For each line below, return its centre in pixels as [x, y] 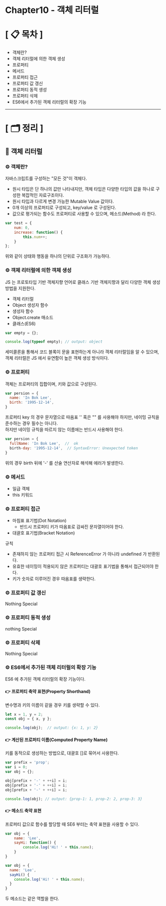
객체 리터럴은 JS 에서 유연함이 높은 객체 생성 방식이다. [57, 358]
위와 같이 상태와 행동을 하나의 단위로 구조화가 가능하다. [58, 256]
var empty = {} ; [22, 333]
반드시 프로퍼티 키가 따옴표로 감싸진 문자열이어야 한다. [72, 527]
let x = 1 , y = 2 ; [24, 714]
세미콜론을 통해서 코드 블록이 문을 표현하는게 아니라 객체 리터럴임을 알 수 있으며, [82, 352]
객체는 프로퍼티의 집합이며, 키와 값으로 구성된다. [51, 384]
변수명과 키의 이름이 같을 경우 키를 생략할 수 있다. [53, 705]
